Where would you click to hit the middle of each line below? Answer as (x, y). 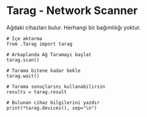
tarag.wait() (23, 76)
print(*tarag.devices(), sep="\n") (52, 108)
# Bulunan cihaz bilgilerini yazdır (53, 102)
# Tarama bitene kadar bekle (43, 71)
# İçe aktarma (24, 38)
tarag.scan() (23, 60)
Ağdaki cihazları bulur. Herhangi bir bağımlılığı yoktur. (73, 27)
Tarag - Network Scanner (72, 11)
